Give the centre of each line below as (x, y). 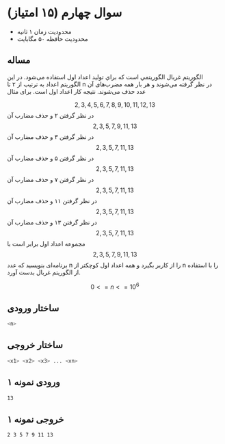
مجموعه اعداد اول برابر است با (46, 244)
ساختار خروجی (35, 345)
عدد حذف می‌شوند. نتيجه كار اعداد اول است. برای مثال (77, 91)
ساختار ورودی (33, 308)
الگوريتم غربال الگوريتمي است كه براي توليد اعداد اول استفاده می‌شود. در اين (105, 77)
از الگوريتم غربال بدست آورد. (44, 272)
